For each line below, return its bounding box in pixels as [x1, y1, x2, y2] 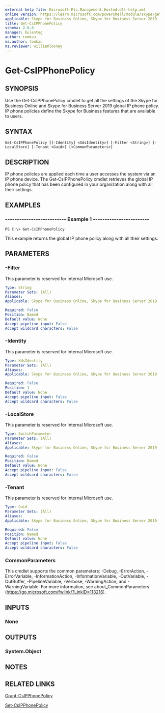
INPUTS [5, 603, 29, 612]
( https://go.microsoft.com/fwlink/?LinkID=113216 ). [5, 589, 106, 595]
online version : [5, 12, 38, 17]
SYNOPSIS [5, 85, 39, 93]
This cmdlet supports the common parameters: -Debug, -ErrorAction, [5, 568, 146, 574]
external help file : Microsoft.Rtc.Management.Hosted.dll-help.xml [5, 7, 146, 12]
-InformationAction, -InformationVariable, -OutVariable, [34, 573, 146, 579]
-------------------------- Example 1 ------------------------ [5, 216, 150, 223]
